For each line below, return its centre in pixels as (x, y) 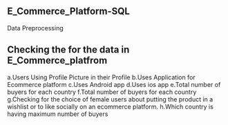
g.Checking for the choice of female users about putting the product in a (110, 99)
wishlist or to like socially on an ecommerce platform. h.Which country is (111, 106)
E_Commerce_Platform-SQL (68, 11)
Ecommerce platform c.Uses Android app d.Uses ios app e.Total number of (114, 84)
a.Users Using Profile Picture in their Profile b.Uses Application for (101, 77)
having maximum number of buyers (58, 114)
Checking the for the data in (68, 50)
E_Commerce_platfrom (57, 60)
